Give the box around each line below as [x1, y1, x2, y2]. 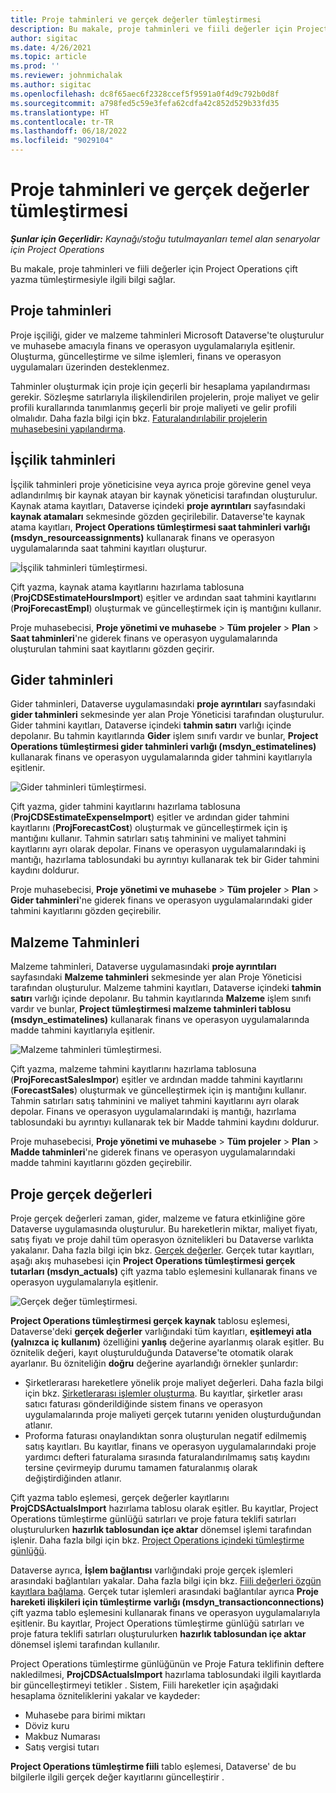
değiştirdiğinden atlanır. [24, 1472, 122, 1484]
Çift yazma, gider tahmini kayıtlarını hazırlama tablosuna [10, 801, 241, 813]
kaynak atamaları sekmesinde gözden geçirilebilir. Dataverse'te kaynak [10, 510, 306, 522]
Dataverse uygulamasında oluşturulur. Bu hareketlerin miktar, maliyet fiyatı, [10, 1223, 318, 1235]
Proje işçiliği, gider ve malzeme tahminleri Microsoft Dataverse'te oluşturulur [10, 329, 325, 341]
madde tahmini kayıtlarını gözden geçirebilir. [10, 1157, 192, 1169]
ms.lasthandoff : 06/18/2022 [10, 126, 128, 136]
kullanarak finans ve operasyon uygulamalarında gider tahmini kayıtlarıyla [10, 751, 313, 763]
